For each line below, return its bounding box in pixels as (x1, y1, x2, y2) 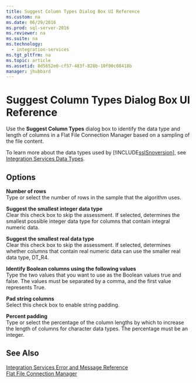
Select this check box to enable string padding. (6, 302, 120, 308)
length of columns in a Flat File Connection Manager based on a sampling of (6, 132, 190, 139)
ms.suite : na (6, 36, 38, 42)
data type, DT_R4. (6, 254, 49, 261)
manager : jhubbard (6, 68, 51, 74)
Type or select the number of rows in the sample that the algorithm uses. (6, 194, 181, 201)
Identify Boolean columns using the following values (6, 265, 136, 272)
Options (6, 172, 36, 182)
